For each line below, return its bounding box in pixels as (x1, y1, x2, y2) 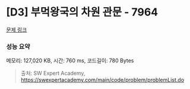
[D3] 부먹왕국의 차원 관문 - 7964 (6, 5, 159, 19)
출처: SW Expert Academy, (20, 69, 85, 77)
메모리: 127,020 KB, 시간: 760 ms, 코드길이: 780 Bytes (6, 57, 134, 64)
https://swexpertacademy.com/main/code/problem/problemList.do (20, 77, 185, 84)
